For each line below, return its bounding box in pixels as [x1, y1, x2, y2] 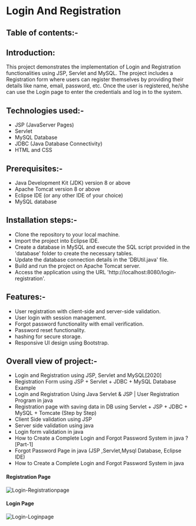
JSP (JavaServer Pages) [14, 121, 74, 128]
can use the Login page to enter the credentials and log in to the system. [6, 89, 183, 96]
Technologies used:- [6, 105, 84, 116]
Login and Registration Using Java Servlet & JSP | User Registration [14, 391, 179, 398]
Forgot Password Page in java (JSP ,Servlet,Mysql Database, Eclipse [14, 447, 182, 454]
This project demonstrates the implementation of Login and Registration [6, 63, 181, 70]
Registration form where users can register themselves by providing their [6, 76, 184, 83]
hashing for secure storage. [14, 333, 83, 340]
